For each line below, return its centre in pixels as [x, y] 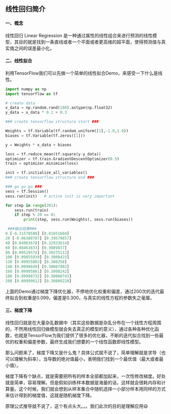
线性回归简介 [25, 9]
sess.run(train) [32, 210]
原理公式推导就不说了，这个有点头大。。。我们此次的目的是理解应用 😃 [77, 406]
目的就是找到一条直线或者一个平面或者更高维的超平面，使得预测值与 [90, 42]
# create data [20, 103]
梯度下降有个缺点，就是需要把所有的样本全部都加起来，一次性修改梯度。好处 [85, 376]
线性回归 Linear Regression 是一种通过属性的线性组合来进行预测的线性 [79, 35]
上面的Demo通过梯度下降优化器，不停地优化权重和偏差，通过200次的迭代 [83, 291]
